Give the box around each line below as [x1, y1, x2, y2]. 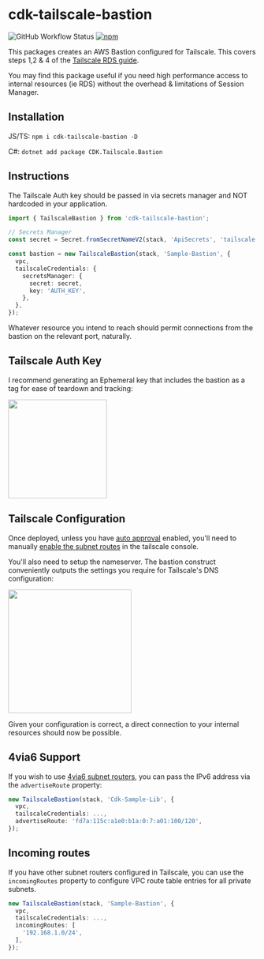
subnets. [8, 884, 37, 893]
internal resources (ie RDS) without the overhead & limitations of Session [8, 79, 244, 88]
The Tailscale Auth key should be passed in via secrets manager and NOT [8, 190, 248, 200]
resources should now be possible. [8, 728, 122, 737]
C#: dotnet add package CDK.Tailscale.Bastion [8, 146, 163, 156]
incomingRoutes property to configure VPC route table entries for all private [8, 875, 251, 886]
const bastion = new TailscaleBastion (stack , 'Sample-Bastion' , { [8, 250, 231, 258]
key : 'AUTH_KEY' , [28, 287, 87, 295]
